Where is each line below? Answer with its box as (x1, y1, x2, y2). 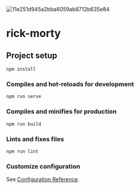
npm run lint (6, 148, 39, 154)
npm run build (6, 121, 42, 127)
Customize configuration (6, 162, 81, 170)
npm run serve (6, 93, 42, 100)
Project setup (6, 50, 58, 60)
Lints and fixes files (6, 135, 65, 143)
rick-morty (6, 27, 61, 40)
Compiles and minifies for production (6, 108, 117, 116)
